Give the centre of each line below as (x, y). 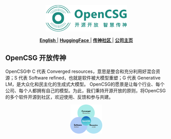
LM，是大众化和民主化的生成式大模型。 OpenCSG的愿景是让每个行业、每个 (85, 84)
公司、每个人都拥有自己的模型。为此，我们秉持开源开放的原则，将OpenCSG (85, 90)
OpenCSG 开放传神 (36, 58)
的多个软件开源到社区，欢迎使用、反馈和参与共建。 (59, 97)
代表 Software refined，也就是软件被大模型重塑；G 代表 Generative (89, 77)
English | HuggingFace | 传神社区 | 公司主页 (86, 40)
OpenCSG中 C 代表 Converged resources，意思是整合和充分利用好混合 (80, 71)
